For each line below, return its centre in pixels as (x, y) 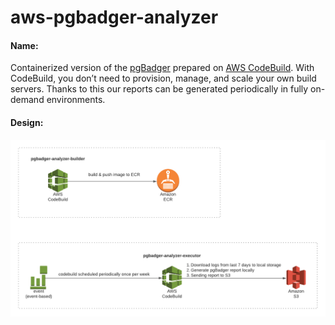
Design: (27, 122)
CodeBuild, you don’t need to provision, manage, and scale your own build (163, 78)
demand (27, 100)
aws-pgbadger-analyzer (114, 17)
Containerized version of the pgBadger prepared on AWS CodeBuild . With (162, 68)
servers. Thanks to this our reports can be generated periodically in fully (159, 89)
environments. (76, 100)
